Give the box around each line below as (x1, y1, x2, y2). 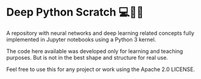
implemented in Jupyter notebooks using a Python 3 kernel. (6, 36, 157, 43)
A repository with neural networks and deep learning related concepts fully (6, 29, 195, 37)
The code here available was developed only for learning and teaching (6, 47, 183, 55)
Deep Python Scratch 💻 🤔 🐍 (6, 5, 144, 19)
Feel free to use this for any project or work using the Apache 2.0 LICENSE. (6, 65, 196, 73)
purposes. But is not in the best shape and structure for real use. (6, 54, 169, 61)
